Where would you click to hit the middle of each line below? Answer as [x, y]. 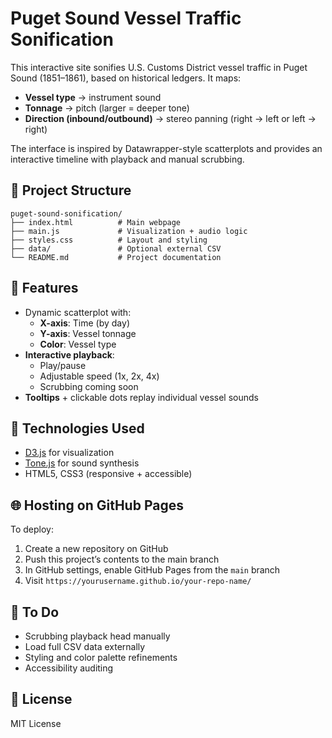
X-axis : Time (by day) [84, 323]
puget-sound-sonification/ [66, 213]
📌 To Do [35, 612]
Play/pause [63, 365]
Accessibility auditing [69, 668]
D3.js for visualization [69, 453]
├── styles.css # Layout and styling [109, 240]
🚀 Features [44, 288]
